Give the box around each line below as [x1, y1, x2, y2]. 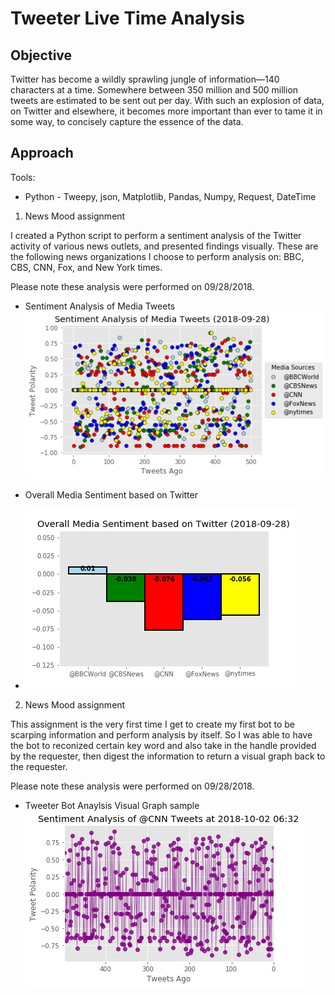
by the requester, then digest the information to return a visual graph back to [10, 750, 326, 762]
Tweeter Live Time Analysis [10, 7, 245, 30]
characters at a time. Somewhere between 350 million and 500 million [10, 84, 299, 96]
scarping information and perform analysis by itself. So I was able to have [10, 729, 313, 741]
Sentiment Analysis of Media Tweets [24, 300, 176, 312]
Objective [10, 47, 73, 64]
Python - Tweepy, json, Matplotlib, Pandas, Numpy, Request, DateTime [24, 190, 317, 202]
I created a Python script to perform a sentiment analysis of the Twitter [10, 229, 302, 241]
